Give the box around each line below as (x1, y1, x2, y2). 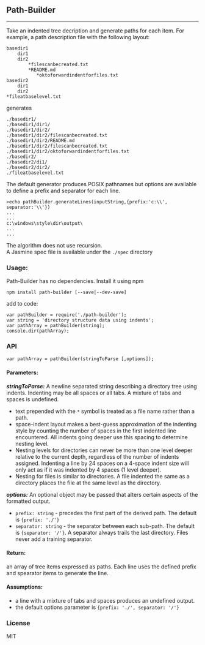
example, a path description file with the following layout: (6, 33, 150, 40)
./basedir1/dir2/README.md (6, 137, 75, 143)
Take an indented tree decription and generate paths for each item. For (6, 27, 185, 34)
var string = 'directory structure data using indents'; (6, 317, 154, 323)
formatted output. (6, 497, 51, 505)
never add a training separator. (15, 535, 93, 543)
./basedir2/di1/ (6, 159, 48, 165)
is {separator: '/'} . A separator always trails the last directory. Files (15, 529, 189, 536)
